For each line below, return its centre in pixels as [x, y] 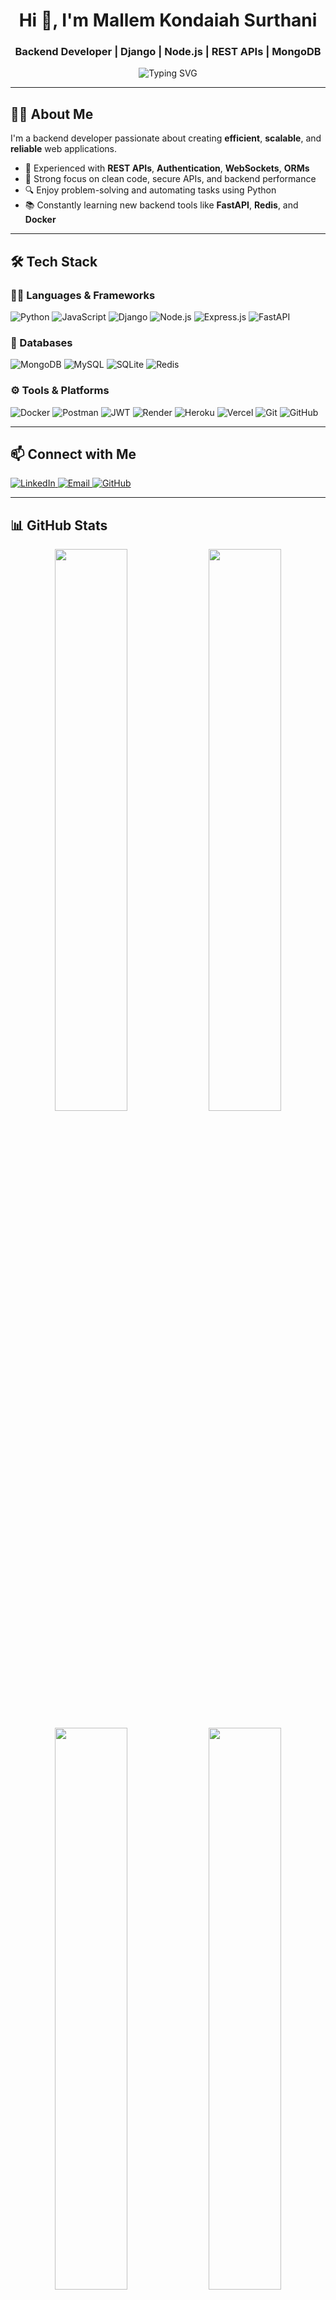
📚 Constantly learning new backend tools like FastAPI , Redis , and [161, 205]
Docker [40, 220]
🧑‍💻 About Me [52, 114]
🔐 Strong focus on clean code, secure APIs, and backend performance [170, 179]
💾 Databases [41, 342]
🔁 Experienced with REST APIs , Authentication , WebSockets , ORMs [167, 168]
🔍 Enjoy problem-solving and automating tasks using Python [150, 190]
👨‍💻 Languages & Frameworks [83, 295]
